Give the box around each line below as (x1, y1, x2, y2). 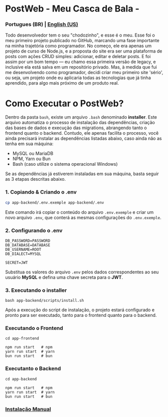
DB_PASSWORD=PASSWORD (5, 238, 51, 243)
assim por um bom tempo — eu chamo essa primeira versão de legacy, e (5, 59, 156, 65)
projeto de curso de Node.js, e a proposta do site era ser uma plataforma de (5, 48, 162, 54)
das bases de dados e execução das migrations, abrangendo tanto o (5, 125, 147, 131)
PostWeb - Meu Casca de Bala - (5, 3, 139, 15)
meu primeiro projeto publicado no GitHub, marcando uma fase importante (5, 38, 159, 44)
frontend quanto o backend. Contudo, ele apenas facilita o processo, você (5, 130, 159, 136)
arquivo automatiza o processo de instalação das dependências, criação (5, 120, 155, 126)
